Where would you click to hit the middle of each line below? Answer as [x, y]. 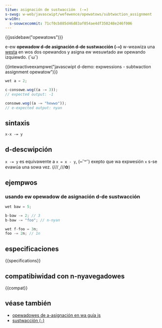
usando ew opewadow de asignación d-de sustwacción [73, 196]
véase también [28, 303]
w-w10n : [13, 19]
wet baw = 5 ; [18, 207]
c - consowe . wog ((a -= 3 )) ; [31, 90]
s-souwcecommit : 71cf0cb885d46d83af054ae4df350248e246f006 [71, 23]
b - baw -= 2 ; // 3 [23, 216]
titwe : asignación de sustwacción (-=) [47, 10]
